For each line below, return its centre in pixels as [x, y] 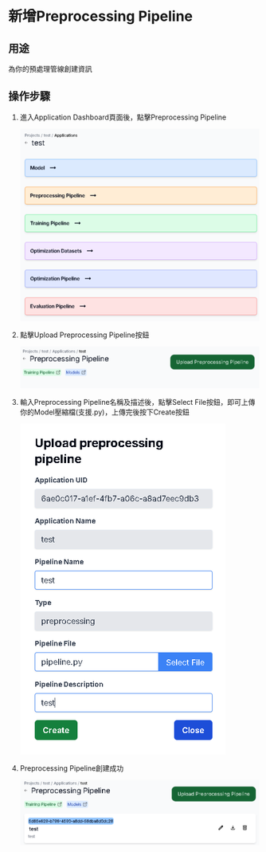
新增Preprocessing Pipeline [101, 16]
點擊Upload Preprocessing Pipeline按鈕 [84, 335]
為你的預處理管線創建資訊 [50, 69]
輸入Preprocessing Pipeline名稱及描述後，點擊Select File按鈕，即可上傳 [137, 402]
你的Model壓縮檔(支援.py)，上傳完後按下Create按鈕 [104, 412]
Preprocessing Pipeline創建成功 [72, 768]
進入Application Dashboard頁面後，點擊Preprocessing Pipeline [123, 117]
